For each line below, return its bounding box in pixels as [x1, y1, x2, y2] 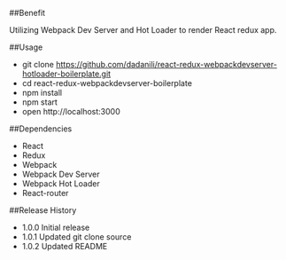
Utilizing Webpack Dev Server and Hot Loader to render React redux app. [9, 25, 277, 35]
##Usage [9, 42, 43, 52]
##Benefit [9, 8, 46, 18]
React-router [21, 188, 69, 198]
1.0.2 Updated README [21, 241, 108, 251]
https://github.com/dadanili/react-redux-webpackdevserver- [56, 59, 277, 69]
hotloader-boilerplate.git [21, 68, 112, 79]
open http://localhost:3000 [21, 106, 121, 116]
